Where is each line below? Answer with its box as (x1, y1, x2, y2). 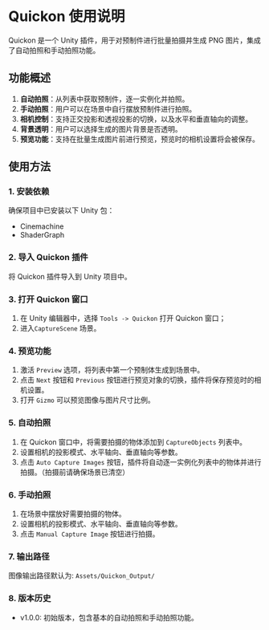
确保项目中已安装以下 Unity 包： (8, 205, 115, 215)
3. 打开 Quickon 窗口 (8, 294, 88, 305)
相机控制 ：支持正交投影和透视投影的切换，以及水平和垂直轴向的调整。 (19, 114, 253, 124)
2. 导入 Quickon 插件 (8, 252, 88, 263)
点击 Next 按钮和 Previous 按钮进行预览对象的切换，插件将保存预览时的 (19, 375, 255, 385)
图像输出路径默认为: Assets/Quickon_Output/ (8, 571, 155, 580)
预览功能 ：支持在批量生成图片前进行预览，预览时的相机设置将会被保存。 (19, 134, 259, 144)
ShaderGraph (19, 230, 65, 240)
